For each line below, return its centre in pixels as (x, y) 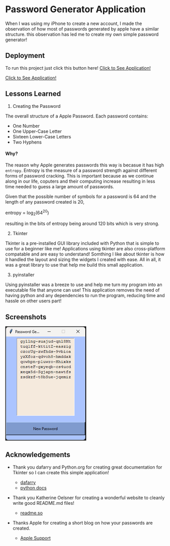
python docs (33, 487)
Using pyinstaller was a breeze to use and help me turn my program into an (84, 285)
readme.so (31, 513)
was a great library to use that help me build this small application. (74, 265)
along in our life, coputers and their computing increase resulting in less (80, 181)
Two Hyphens (27, 142)
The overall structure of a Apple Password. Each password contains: (77, 116)
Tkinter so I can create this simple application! (61, 472)
